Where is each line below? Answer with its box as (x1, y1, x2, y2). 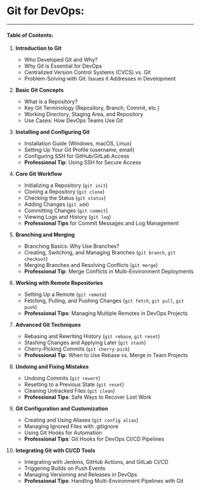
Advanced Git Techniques (15, 322, 81, 329)
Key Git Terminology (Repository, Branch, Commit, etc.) (24, 104, 160, 112)
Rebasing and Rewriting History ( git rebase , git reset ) (24, 333, 160, 340)
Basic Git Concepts (15, 87, 64, 94)
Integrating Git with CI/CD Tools (15, 447, 96, 454)
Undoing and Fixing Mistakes (15, 363, 89, 370)
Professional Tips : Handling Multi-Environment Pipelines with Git (24, 478, 183, 485)
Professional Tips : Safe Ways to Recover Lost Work (24, 393, 152, 401)
